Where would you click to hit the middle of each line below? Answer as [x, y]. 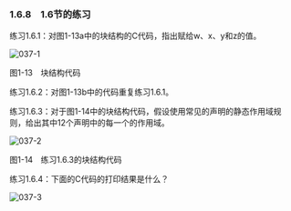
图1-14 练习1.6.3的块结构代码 [66, 160]
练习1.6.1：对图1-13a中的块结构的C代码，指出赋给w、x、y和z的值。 [135, 36]
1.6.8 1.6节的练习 [50, 14]
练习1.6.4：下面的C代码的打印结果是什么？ [89, 179]
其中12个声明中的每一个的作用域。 [105, 123]
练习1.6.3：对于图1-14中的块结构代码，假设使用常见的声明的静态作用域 [141, 112]
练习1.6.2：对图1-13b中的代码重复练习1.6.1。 [92, 92]
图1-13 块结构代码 [45, 73]
